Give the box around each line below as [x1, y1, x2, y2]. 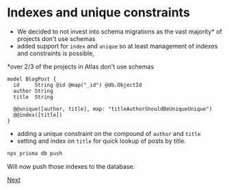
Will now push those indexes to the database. [7, 162, 135, 170]
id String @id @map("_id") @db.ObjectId [13, 81, 142, 88]
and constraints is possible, [16, 49, 94, 57]
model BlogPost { [7, 75, 57, 83]
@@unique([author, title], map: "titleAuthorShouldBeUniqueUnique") [13, 105, 213, 112]
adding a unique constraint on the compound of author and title [16, 129, 201, 137]
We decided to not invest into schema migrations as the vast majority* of [16, 27, 222, 36]
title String [13, 94, 53, 100]
